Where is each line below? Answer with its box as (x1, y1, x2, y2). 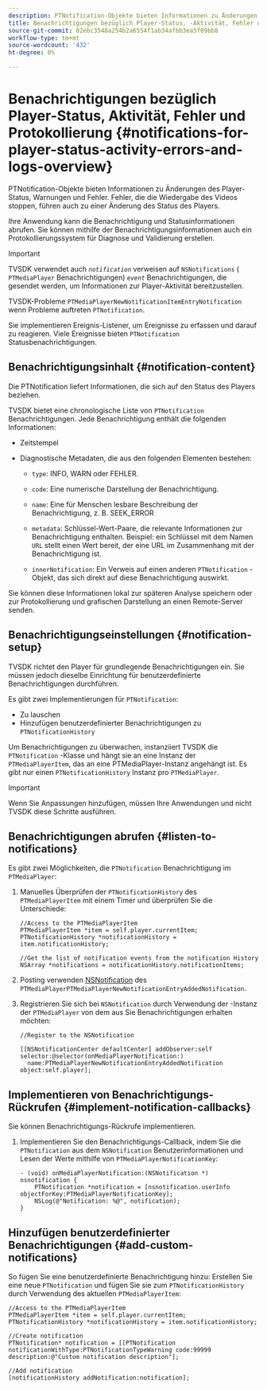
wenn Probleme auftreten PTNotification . (8, 304, 145, 315)
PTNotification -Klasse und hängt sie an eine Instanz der (8, 750, 196, 760)
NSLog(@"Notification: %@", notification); (34, 1197, 180, 1205)
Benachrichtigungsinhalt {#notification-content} (8, 360, 256, 374)
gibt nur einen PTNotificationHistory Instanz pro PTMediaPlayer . (8, 767, 220, 777)
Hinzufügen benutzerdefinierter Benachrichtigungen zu (19, 718, 202, 727)
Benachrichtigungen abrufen (8, 829, 155, 843)
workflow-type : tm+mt (8, 33, 80, 42)
